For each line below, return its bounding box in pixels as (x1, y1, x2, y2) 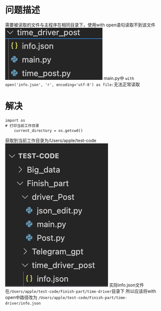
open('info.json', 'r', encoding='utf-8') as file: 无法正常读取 (5, 81, 140, 87)
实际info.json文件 (108, 282, 145, 288)
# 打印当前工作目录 (5, 123, 40, 128)
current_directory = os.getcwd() (14, 128, 83, 133)
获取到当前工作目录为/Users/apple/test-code (5, 137, 97, 143)
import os (5, 118, 26, 123)
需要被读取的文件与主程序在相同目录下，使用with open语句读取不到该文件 (5, 22, 156, 28)
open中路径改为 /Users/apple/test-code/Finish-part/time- (5, 294, 127, 300)
